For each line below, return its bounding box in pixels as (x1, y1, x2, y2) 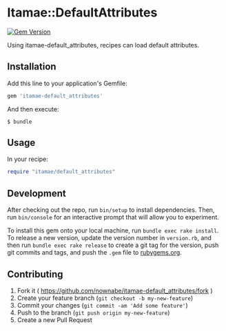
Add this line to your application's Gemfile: (7, 79, 127, 87)
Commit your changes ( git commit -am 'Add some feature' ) (17, 301, 188, 309)
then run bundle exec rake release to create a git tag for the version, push (7, 241, 219, 249)
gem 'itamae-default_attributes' (7, 92, 103, 99)
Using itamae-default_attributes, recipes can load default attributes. (7, 41, 200, 49)
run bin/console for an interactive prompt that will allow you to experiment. (7, 213, 219, 222)
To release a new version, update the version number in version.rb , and (7, 234, 212, 242)
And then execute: (7, 105, 59, 113)
